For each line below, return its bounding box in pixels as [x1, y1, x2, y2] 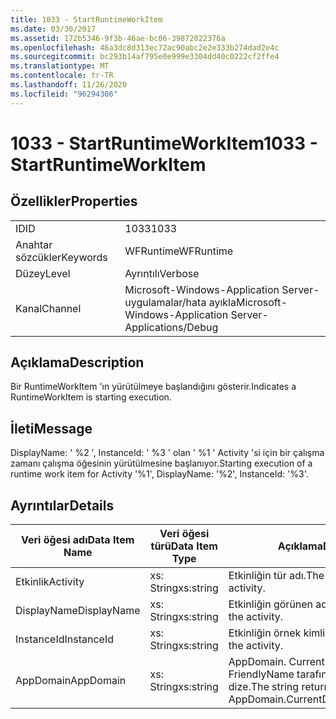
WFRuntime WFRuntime [124, 244, 234, 258]
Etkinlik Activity [15, 575, 85, 589]
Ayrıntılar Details [10, 497, 115, 514]
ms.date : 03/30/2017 [10, 24, 97, 34]
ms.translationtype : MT [10, 61, 110, 71]
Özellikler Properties [10, 193, 138, 210]
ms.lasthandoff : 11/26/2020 [10, 80, 128, 90]
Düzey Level [15, 266, 71, 280]
